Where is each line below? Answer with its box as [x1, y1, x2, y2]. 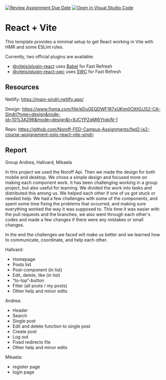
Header [12, 307, 28, 313]
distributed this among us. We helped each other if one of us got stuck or [5, 190, 156, 196]
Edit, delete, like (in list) [12, 272, 61, 278]
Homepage [12, 256, 36, 262]
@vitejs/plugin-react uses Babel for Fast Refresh [12, 63, 113, 69]
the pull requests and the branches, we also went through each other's [5, 211, 151, 217]
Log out [12, 334, 28, 340]
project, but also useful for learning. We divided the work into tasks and [5, 185, 152, 190]
